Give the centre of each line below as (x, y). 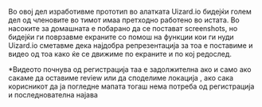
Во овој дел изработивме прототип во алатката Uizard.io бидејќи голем (130, 12)
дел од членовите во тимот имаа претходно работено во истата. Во (124, 20)
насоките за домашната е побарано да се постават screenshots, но (123, 28)
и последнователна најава (53, 95)
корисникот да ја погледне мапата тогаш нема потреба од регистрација (131, 86)
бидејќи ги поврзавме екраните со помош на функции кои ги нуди (121, 37)
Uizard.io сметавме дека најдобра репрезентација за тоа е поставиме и (131, 46)
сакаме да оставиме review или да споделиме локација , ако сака (121, 78)
